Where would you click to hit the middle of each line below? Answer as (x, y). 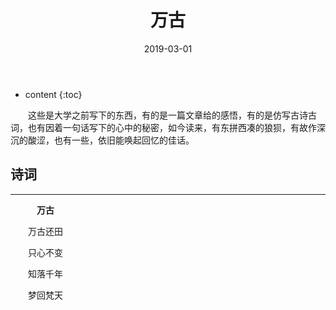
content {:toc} (53, 94)
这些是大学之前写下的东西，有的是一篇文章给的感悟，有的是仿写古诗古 (172, 115)
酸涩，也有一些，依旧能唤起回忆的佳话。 (111, 140)
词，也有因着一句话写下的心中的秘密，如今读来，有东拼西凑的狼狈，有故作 (163, 127)
